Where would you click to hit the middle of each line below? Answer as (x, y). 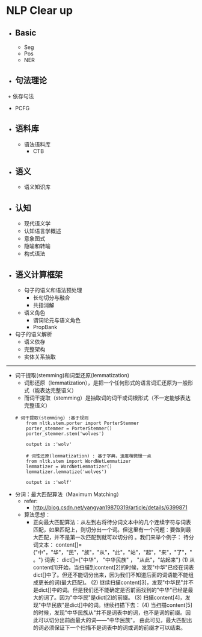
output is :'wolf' (49, 483)
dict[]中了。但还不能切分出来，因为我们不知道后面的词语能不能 (111, 575)
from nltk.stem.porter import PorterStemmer (83, 423)
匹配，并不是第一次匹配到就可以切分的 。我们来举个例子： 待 (114, 538)
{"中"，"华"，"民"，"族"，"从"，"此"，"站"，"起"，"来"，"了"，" (112, 553)
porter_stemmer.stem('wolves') (65, 434)
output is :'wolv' (49, 444)
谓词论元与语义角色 (57, 321)
